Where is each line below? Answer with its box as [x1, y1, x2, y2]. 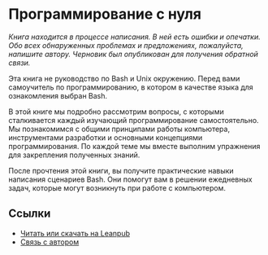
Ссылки [8, 207, 51, 221]
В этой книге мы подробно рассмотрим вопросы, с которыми [8, 107, 225, 117]
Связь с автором [19, 237, 80, 247]
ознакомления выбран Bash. [8, 90, 108, 100]
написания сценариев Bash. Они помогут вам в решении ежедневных [8, 174, 253, 184]
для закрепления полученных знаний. [8, 150, 140, 160]
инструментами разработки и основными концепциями [8, 132, 203, 143]
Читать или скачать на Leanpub [19, 228, 131, 238]
